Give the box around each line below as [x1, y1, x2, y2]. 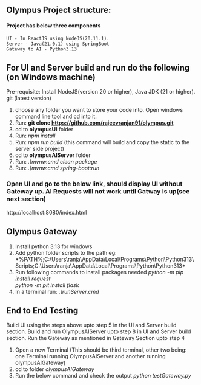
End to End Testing [6, 305, 79, 316]
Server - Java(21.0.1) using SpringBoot [6, 41, 110, 47]
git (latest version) [6, 94, 51, 102]
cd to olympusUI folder [15, 126, 74, 133]
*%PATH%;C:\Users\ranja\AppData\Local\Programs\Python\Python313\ [15, 255, 194, 263]
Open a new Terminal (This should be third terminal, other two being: [15, 346, 187, 353]
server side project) [15, 145, 65, 153]
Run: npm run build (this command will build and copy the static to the [15, 139, 189, 146]
